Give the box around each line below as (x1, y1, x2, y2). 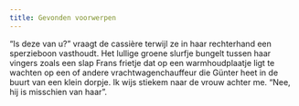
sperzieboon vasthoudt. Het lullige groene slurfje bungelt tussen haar (9, 47, 272, 59)
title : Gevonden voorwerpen (9, 13, 117, 23)
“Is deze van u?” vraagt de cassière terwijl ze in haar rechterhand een (9, 38, 272, 49)
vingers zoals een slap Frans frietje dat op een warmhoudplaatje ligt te (9, 57, 275, 68)
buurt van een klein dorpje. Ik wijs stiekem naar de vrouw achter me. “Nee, (9, 76, 291, 87)
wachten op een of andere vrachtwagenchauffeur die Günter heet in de (9, 67, 279, 78)
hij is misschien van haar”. (9, 86, 108, 97)
